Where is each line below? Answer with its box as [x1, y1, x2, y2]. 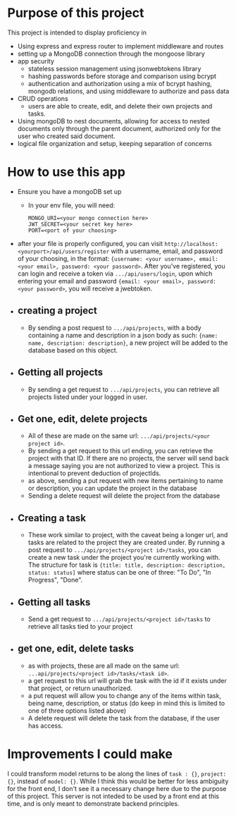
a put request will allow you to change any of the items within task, [27, 691, 222, 699]
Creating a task [17, 512, 87, 524]
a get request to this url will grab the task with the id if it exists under [27, 676, 228, 685]
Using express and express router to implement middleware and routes [17, 42, 224, 50]
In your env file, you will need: [27, 201, 116, 209]
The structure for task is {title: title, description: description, [27, 560, 226, 569]
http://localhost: [164, 240, 218, 247]
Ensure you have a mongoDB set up [17, 187, 122, 195]
